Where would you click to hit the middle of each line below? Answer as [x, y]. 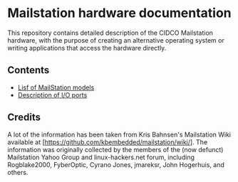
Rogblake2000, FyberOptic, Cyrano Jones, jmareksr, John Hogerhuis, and [116, 164]
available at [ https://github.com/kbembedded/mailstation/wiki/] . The [108, 142]
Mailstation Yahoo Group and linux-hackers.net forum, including [101, 157]
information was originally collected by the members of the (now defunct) [115, 149]
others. [18, 172]
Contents [29, 70]
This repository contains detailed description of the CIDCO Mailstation [110, 33]
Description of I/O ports [52, 95]
